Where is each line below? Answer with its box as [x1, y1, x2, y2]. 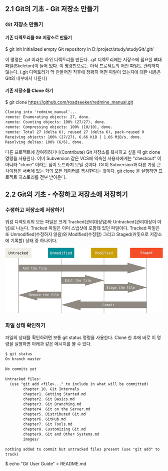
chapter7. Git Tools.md [23, 421, 72, 427]
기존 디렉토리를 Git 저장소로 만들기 [5, 34, 72, 40]
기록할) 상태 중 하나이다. [10, 238, 57, 244]
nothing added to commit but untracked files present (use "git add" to [5, 446, 160, 452]
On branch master [5, 356, 41, 362]
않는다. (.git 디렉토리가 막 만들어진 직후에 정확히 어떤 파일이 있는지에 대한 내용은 [5, 69, 161, 75]
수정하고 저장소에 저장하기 [5, 206, 64, 213]
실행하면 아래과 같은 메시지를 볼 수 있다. [14, 340, 92, 346]
